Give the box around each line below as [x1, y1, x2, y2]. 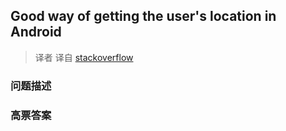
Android [10, 24, 62, 41]
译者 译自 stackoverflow [34, 51, 134, 63]
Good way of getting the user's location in [10, 8, 277, 25]
